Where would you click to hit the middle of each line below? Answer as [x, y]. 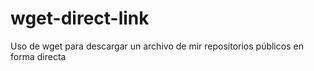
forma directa [38, 56]
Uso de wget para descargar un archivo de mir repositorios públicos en [157, 46]
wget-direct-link [80, 18]
